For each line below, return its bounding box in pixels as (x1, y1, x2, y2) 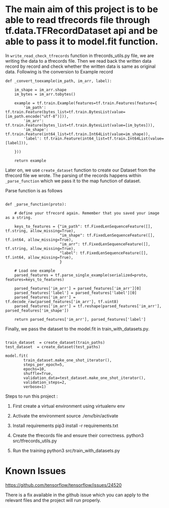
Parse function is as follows (5, 187, 63, 193)
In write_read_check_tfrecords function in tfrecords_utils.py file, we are (5, 52, 154, 59)
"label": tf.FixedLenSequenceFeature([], (59, 250, 148, 256)
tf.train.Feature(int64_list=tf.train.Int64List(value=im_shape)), (5, 132, 151, 137)
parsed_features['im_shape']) (5, 308, 69, 313)
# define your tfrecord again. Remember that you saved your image (14, 210, 159, 216)
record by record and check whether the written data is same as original (5, 63, 156, 69)
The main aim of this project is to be (5, 4, 158, 15)
